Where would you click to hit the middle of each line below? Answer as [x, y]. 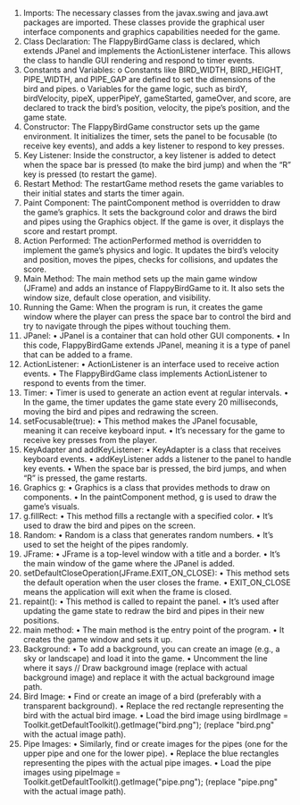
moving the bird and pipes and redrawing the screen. [121, 411]
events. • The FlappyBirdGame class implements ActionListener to [145, 373]
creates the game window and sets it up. [98, 639]
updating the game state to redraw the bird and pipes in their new [144, 611]
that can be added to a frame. [78, 355]
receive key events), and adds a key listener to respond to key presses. [154, 146]
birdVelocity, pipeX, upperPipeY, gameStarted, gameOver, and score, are [157, 98]
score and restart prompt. [70, 231]
